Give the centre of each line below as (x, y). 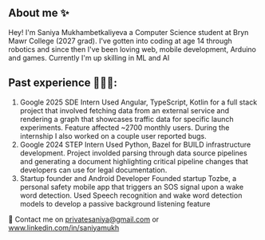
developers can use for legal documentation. (93, 170)
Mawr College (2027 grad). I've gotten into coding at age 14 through (121, 41)
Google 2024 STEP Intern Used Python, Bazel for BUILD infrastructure (135, 144)
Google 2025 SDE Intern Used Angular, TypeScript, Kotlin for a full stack (138, 102)
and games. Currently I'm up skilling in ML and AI (89, 57)
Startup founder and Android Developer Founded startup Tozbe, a (128, 178)
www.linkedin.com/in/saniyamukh (64, 227)
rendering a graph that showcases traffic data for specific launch (127, 119)
